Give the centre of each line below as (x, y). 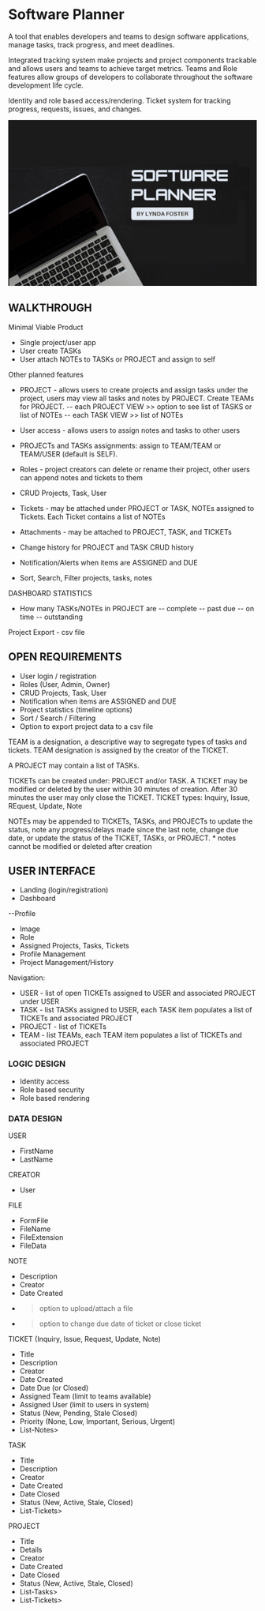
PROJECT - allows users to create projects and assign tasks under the (134, 389)
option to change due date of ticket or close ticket (120, 1324)
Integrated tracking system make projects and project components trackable (132, 60)
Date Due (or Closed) (54, 1388)
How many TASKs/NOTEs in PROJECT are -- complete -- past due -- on (137, 608)
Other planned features (46, 374)
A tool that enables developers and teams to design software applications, (129, 36)
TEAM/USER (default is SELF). (69, 454)
